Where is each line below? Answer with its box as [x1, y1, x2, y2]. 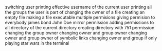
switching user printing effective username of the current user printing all [5, 4, 152, 10]
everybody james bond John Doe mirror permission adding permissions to [5, 19, 154, 25]
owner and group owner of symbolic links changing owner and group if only [5, 35, 157, 41]
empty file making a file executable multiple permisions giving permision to [5, 15, 155, 20]
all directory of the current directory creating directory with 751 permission [5, 25, 155, 31]
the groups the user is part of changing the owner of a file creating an [5, 9, 145, 15]
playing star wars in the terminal [5, 40, 70, 46]
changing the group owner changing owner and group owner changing [5, 30, 147, 35]
